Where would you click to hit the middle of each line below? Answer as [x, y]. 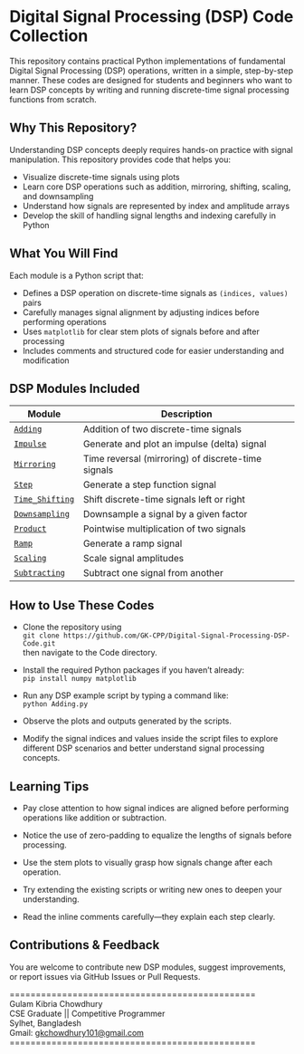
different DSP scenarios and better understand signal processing [143, 748]
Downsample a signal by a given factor [165, 514]
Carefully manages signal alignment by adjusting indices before [141, 312]
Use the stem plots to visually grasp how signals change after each [147, 862]
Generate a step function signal [150, 484]
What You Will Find [64, 254]
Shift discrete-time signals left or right [164, 500]
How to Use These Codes [82, 605]
